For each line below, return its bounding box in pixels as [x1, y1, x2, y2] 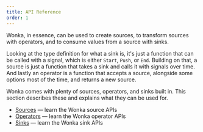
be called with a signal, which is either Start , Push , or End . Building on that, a [6, 56, 198, 64]
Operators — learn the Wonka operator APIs [15, 112, 126, 120]
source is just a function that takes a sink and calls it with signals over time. [6, 62, 195, 70]
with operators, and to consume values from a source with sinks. [6, 38, 169, 45]
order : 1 [6, 15, 29, 21]
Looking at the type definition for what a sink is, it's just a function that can [6, 50, 194, 57]
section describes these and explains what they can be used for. [6, 94, 169, 101]
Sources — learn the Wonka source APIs [15, 106, 118, 113]
